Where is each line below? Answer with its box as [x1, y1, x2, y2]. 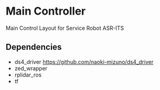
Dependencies [5, 42, 62, 52]
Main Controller [5, 4, 86, 18]
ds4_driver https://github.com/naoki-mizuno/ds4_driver [14, 58, 154, 65]
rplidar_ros [14, 71, 42, 78]
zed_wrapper [14, 64, 48, 72]
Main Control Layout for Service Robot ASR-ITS [5, 24, 124, 32]
